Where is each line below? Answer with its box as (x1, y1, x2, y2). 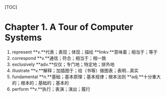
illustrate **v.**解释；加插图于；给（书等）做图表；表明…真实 (11, 67, 139, 73)
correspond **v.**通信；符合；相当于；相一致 (11, 55, 107, 61)
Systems (4, 32, 42, 44)
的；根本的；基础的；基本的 (11, 80, 69, 86)
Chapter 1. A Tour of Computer (4, 22, 134, 33)
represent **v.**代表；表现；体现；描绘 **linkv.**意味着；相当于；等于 (11, 49, 158, 55)
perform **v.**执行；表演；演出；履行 (11, 86, 91, 92)
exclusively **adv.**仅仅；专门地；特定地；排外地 (11, 61, 115, 67)
